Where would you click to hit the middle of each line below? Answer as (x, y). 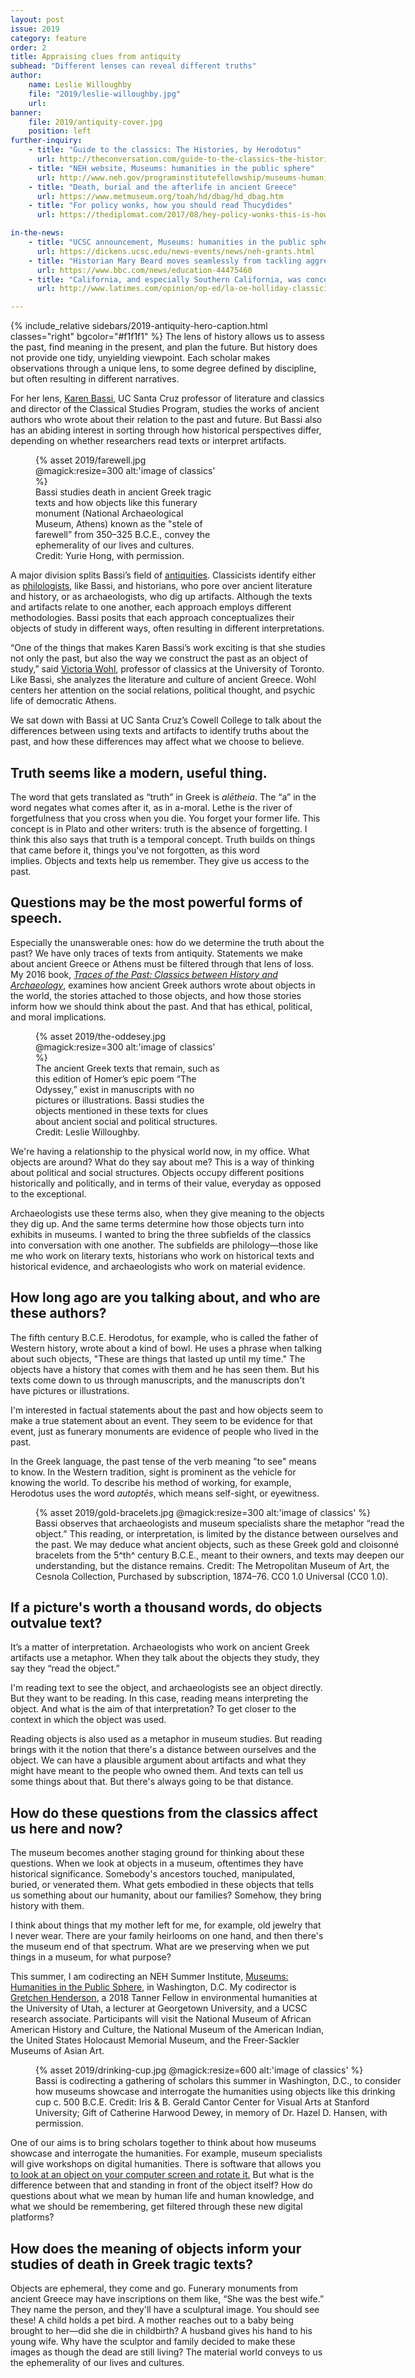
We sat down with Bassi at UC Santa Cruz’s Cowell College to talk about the (166, 720)
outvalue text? (56, 1622)
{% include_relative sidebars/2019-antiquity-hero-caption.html (139, 326)
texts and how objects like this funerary (116, 503)
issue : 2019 (35, 29)
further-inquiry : (46, 141)
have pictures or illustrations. (70, 1390)
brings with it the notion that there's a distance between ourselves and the (163, 1750)
